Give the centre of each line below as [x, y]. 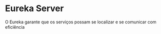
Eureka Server [35, 8]
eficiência [15, 27]
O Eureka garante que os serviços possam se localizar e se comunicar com [81, 22]
